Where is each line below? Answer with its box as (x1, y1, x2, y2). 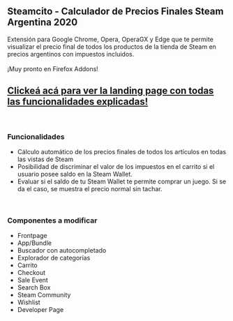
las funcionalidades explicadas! (7, 96, 149, 107)
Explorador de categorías (17, 254, 91, 262)
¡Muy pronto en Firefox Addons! (7, 64, 99, 73)
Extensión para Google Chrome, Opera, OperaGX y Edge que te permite (7, 35, 214, 43)
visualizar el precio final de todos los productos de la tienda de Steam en (7, 42, 216, 51)
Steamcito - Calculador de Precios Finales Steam (7, 6, 224, 17)
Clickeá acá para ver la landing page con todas (7, 85, 214, 97)
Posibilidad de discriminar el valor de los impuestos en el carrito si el (17, 162, 215, 170)
